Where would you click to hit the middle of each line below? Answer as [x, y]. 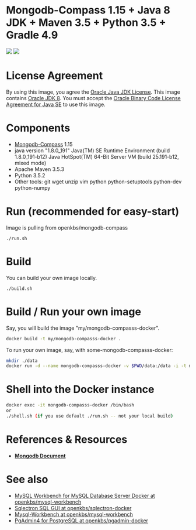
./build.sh [19, 288]
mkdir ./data [22, 361]
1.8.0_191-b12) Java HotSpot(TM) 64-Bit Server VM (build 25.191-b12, [97, 156]
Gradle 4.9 [32, 35]
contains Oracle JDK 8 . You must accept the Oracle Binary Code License [93, 98]
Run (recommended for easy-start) [93, 211]
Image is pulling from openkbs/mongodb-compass [67, 228]
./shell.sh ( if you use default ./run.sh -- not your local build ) [90, 416]
